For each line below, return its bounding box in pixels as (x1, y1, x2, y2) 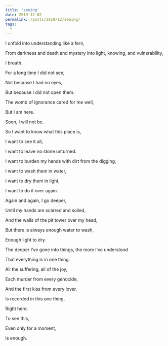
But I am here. (5, 109, 34, 115)
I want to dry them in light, (5, 178, 60, 184)
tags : (5, 21, 17, 27)
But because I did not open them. (5, 89, 75, 95)
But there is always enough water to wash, (5, 227, 94, 233)
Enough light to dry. (5, 237, 47, 243)
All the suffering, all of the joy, (5, 266, 68, 272)
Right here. (5, 305, 28, 312)
